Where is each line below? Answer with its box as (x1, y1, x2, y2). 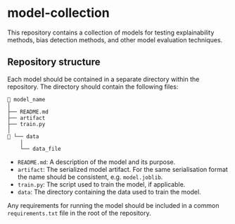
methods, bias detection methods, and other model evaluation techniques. (7, 35, 223, 44)
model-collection (7, 5, 110, 21)
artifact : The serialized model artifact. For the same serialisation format (17, 165, 229, 173)
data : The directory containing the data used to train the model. (17, 187, 202, 196)
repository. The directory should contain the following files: (7, 82, 179, 91)
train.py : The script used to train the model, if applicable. (17, 180, 186, 188)
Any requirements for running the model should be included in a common (7, 201, 220, 209)
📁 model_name (7, 96, 46, 103)
